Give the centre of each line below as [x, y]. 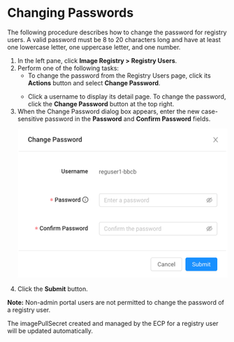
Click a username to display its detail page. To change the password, [127, 97]
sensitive [30, 119]
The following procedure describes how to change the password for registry [117, 32]
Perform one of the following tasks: [68, 68]
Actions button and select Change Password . [94, 83]
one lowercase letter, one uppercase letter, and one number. [94, 47]
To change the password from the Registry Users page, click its [119, 76]
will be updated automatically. [50, 331]
